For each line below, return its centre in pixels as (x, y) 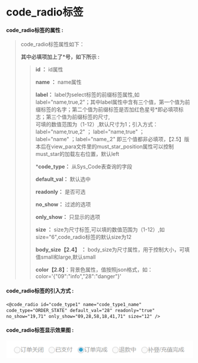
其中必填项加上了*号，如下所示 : (60, 57)
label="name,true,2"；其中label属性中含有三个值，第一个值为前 (113, 102)
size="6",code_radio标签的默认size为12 (84, 237)
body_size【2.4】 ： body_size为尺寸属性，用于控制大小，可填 (113, 250)
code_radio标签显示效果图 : (40, 330)
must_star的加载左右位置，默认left (77, 154)
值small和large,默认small (66, 257)
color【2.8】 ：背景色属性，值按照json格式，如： (94, 270)
